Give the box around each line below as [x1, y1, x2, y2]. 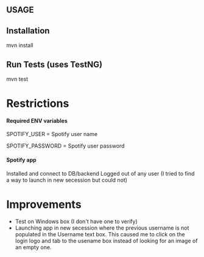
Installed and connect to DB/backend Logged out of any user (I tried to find [6, 170, 195, 177]
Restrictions [6, 97, 69, 111]
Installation [6, 26, 50, 36]
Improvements [6, 197, 82, 211]
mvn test [6, 75, 29, 83]
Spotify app [6, 156, 37, 163]
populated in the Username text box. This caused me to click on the [15, 230, 186, 238]
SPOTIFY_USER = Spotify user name [6, 131, 98, 138]
